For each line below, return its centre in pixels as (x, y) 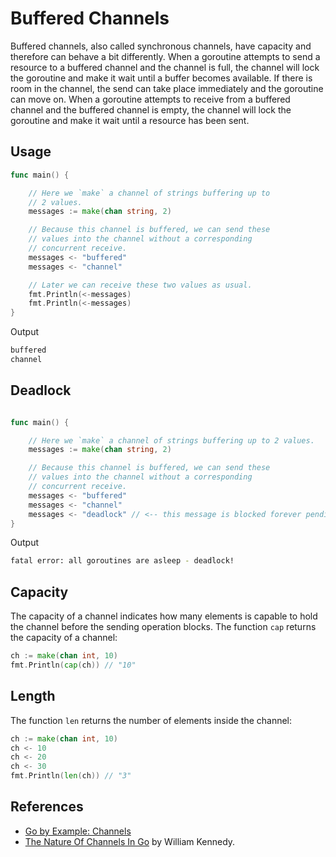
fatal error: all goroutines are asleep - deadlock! (122, 561)
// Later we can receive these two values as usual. (140, 285)
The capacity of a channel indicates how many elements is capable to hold (164, 616)
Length (33, 696)
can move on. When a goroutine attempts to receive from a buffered (150, 99)
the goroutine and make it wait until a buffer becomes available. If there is (161, 78)
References (47, 807)
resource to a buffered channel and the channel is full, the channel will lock (165, 67)
